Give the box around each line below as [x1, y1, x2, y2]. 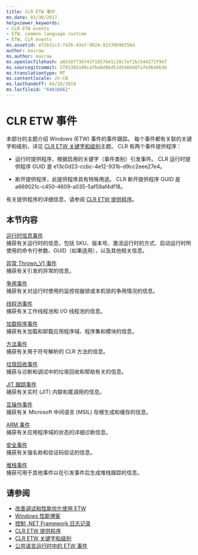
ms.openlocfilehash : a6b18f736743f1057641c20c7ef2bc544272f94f [6, 59, 167, 65]
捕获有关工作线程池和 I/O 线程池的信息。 [6, 307, 106, 315]
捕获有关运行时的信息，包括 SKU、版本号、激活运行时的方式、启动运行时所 [6, 239, 191, 246]
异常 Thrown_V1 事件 [6, 260, 57, 267]
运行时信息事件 [6, 231, 43, 239]
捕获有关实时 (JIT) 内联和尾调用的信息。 [6, 388, 105, 395]
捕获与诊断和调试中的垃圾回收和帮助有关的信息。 [6, 368, 127, 375]
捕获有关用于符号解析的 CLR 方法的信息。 [6, 347, 109, 355]
